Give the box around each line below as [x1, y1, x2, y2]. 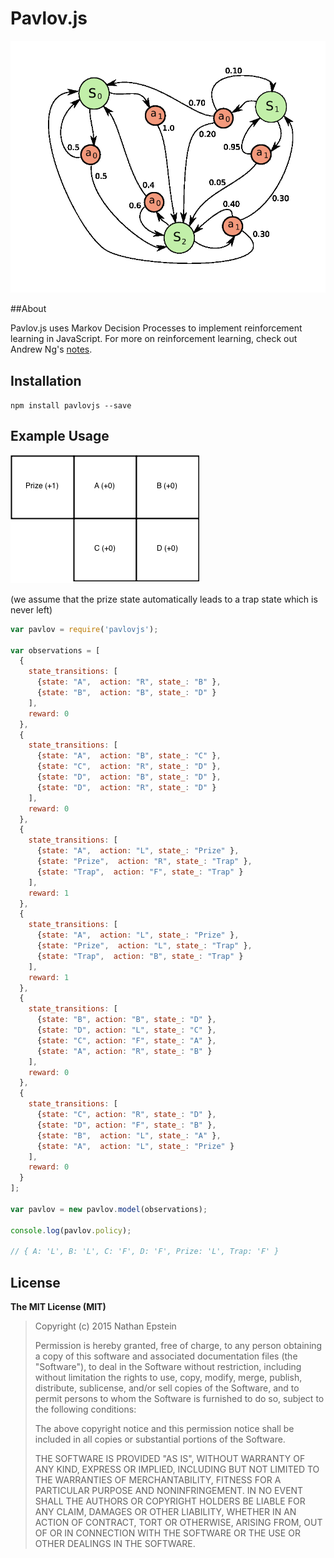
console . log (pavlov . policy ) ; [10, 1225, 132, 1236]
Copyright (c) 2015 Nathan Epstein [34, 1320, 177, 1332]
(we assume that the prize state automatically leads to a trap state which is [10, 593, 318, 605]
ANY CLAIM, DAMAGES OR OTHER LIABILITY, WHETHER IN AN [34, 1506, 297, 1518]
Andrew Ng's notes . [10, 343, 93, 356]
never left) [10, 603, 53, 616]
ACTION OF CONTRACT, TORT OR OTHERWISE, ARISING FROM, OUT [34, 1517, 323, 1529]
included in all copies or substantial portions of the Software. [34, 1433, 286, 1446]
